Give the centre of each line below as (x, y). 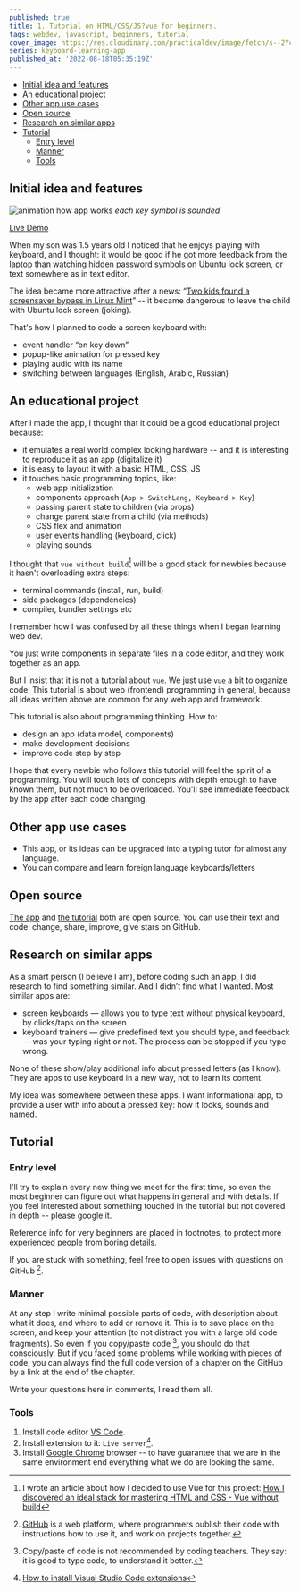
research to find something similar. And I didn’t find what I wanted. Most (142, 986)
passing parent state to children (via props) (115, 506)
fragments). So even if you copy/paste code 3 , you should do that (129, 1343)
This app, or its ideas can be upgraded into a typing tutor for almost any (154, 849)
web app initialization (75, 488)
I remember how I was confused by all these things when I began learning (145, 626)
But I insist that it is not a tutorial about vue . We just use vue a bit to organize (148, 680)
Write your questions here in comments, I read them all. (111, 1390)
